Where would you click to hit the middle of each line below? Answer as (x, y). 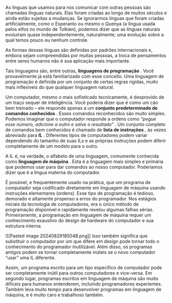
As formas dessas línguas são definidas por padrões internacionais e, (79, 50)
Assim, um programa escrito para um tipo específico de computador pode (84, 268)
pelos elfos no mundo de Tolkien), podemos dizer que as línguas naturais (83, 29)
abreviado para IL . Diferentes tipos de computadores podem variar (77, 135)
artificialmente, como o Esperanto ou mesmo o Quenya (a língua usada (80, 24)
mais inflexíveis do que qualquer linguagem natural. (60, 87)
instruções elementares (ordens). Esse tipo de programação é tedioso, (80, 193)
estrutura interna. (24, 226)
